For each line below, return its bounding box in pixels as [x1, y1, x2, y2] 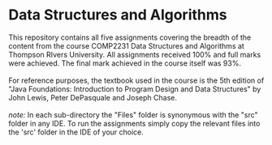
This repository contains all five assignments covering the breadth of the [8, 32, 252, 42]
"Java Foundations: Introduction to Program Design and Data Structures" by [8, 83, 261, 94]
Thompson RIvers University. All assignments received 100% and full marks [8, 49, 261, 59]
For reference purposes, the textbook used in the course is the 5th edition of [8, 75, 265, 85]
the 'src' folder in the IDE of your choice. [8, 127, 145, 137]
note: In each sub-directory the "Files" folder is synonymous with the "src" [8, 109, 258, 119]
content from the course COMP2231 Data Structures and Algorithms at [8, 41, 245, 50]
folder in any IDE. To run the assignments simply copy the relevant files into [8, 118, 261, 128]
